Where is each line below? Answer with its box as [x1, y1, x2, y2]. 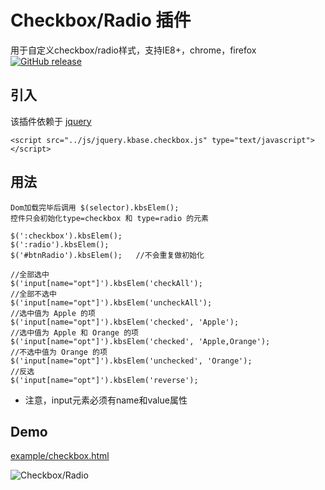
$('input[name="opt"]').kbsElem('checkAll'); [10, 278, 203, 288]
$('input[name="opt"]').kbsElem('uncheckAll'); [10, 297, 213, 308]
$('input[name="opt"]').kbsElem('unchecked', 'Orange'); [10, 356, 253, 366]
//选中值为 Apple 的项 [10, 308, 96, 318]
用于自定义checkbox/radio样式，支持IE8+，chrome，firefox [10, 44, 257, 56]
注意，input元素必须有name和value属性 [24, 394, 188, 406]
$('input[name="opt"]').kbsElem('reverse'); [10, 375, 199, 385]
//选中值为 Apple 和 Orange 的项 [10, 327, 139, 338]
